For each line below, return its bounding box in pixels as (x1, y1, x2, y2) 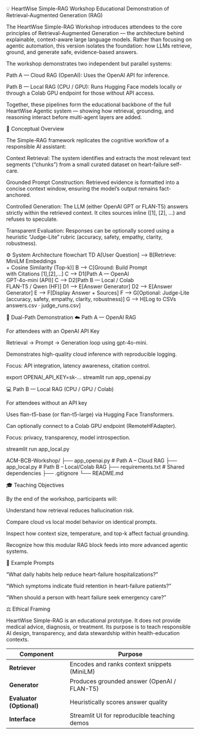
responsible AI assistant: (6, 143, 67, 150)
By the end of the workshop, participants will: (6, 495, 118, 502)
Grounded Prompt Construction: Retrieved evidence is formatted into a (6, 179, 180, 186)
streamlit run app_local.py (6, 446, 70, 452)
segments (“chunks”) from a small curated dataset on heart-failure (6, 161, 170, 168)
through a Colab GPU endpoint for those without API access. (6, 89, 155, 96)
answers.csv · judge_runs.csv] (6, 302, 82, 309)
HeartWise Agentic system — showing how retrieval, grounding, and (6, 107, 174, 114)
